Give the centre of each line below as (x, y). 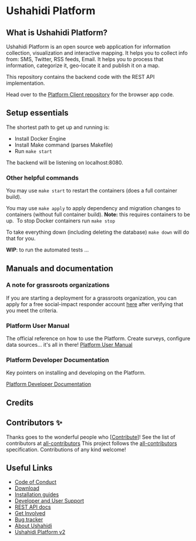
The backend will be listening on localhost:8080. (65, 162)
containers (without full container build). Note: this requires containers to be (98, 215)
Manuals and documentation (60, 268)
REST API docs (33, 507)
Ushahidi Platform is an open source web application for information (88, 47)
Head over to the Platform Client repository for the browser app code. (90, 94)
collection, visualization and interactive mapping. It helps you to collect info (97, 53)
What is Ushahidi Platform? (57, 33)
